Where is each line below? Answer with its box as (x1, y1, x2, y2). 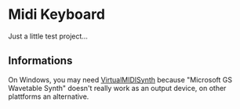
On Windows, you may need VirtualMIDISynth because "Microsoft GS (8, 74, 233, 84)
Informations (8, 54, 73, 67)
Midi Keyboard (8, 5, 106, 24)
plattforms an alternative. (8, 92, 89, 101)
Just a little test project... (8, 31, 89, 41)
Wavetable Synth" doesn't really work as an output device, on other (8, 83, 227, 93)
